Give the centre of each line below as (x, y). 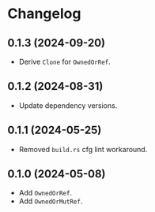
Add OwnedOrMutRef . (51, 201)
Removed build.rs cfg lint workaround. (83, 149)
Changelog (44, 14)
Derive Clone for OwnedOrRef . (65, 61)
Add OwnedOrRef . (45, 193)
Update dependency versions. (68, 105)
